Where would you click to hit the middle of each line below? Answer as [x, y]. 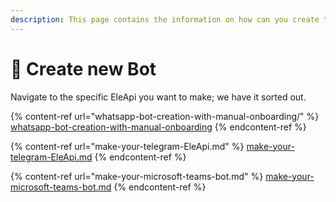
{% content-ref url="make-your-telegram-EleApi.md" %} [127, 146]
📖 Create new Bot [83, 68]
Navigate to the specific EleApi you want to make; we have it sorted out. [158, 97]
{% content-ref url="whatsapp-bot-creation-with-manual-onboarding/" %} [165, 116]
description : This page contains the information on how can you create [165, 19]
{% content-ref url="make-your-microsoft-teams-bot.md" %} [137, 176]
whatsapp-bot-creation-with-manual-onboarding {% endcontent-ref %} [158, 127]
